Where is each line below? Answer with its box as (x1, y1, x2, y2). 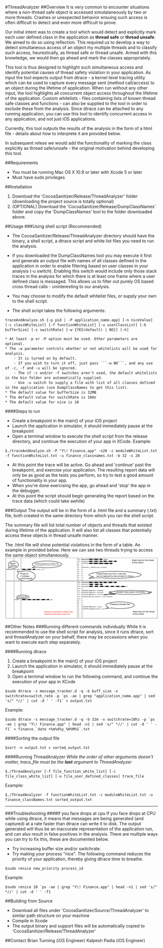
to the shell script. (12, 298, 49, 304)
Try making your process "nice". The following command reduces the (12, 851, 151, 857)
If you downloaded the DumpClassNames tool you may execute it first (12, 253, 152, 258)
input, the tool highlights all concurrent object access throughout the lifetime (5, 90, 158, 96)
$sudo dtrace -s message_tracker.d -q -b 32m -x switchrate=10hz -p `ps (5, 717, 155, 722)
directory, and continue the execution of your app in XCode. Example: (12, 438, 151, 444)
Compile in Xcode (12, 918, 48, 924)
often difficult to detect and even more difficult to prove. (5, 19, 117, 25)
